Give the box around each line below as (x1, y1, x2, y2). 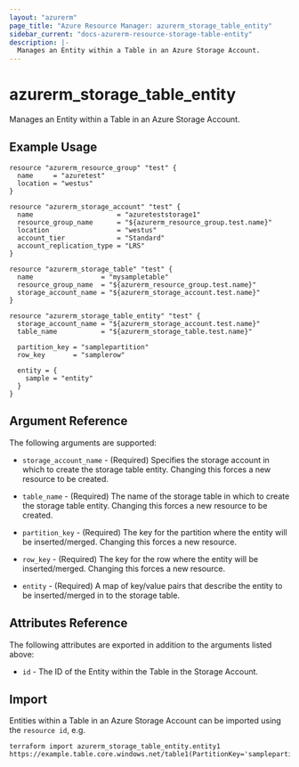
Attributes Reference (9, 616, 128, 631)
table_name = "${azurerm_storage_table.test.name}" (17, 327, 253, 336)
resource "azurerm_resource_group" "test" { (9, 163, 177, 172)
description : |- (9, 37, 69, 47)
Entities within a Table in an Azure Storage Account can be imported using (9, 715, 282, 726)
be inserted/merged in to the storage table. (21, 590, 181, 600)
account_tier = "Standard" (17, 233, 166, 242)
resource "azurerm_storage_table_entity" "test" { (9, 311, 201, 321)
